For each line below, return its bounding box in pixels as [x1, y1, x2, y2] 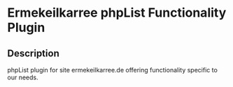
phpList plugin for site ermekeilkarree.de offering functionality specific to [7, 66, 218, 74]
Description [7, 47, 59, 59]
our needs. [7, 73, 38, 81]
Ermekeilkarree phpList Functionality [7, 5, 227, 21]
